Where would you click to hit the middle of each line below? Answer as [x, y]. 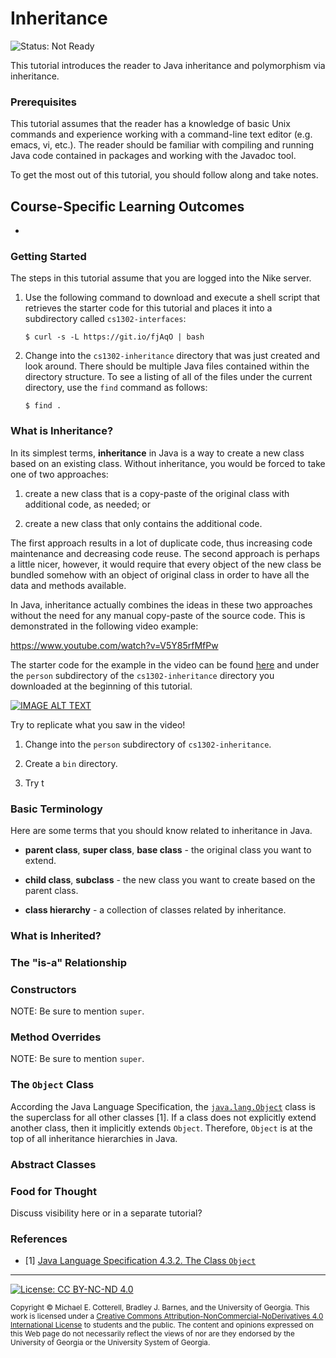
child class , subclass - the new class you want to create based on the [170, 879]
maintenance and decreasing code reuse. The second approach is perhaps [165, 553]
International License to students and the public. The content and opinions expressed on [162, 1325]
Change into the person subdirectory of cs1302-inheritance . [148, 744]
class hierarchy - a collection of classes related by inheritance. [155, 909]
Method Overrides [56, 1037]
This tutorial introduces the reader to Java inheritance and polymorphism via [168, 65]
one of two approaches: [59, 474]
